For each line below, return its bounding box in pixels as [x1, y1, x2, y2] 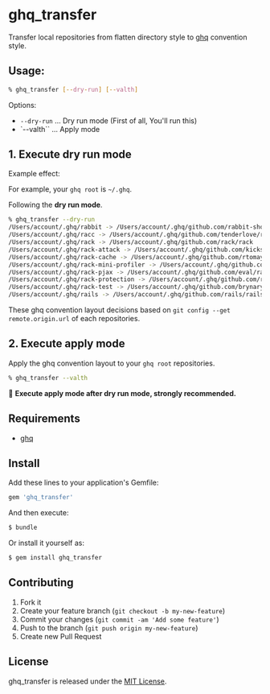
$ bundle [8, 523, 38, 532]
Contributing [8, 576, 74, 589]
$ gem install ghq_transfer [8, 554, 103, 562]
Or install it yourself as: [8, 538, 84, 548]
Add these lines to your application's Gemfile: [8, 477, 159, 488]
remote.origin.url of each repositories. [8, 314, 141, 324]
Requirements [8, 412, 80, 426]
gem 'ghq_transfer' [8, 494, 74, 502]
